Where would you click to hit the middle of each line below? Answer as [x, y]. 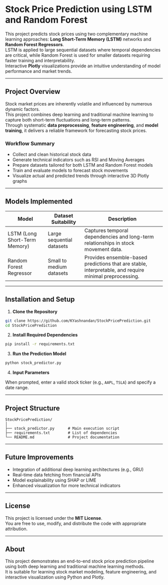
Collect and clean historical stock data [52, 155]
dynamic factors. [22, 109]
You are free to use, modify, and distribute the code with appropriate [76, 523]
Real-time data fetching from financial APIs [56, 475]
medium [57, 267]
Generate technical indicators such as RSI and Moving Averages [78, 160]
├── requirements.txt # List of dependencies [61, 433]
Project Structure [32, 408]
